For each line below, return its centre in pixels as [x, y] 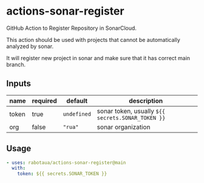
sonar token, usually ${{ [131, 111]
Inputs [19, 84]
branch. [16, 64]
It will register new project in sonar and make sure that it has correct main [98, 58]
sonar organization [124, 127]
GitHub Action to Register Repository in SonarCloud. [71, 28]
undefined [77, 114]
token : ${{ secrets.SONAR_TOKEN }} [62, 174]
